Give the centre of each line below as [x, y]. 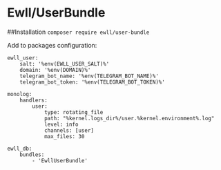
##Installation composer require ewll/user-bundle [78, 32]
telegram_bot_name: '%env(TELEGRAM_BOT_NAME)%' [89, 76]
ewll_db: [20, 149]
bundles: [32, 154]
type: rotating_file [74, 112]
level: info [61, 124]
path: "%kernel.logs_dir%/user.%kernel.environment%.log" [129, 118]
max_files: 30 [64, 136]
